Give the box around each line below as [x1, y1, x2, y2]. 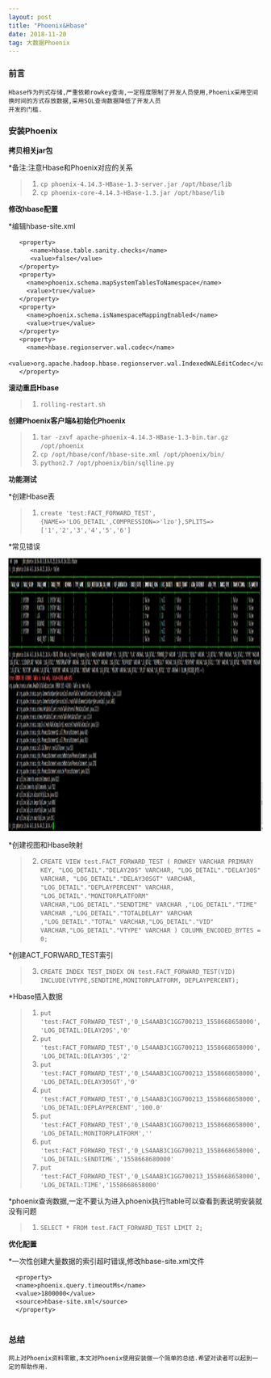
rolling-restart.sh [40, 400, 106, 408]
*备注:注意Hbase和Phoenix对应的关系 [8, 162, 133, 172]
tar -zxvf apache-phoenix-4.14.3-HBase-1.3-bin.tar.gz [40, 433, 228, 441]
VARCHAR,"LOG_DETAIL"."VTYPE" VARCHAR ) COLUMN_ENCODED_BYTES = [40, 926, 261, 934]
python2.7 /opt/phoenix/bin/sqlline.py [40, 459, 175, 467]
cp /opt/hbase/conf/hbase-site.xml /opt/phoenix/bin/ [40, 450, 225, 458]
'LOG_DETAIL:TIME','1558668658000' [40, 1181, 160, 1189]
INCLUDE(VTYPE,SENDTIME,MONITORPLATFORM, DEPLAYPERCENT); [40, 976, 240, 984]
